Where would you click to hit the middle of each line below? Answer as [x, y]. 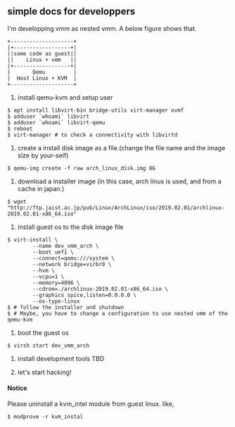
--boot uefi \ [53, 252]
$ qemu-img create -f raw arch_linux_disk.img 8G [82, 168]
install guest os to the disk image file [70, 227]
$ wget [17, 202]
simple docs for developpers [71, 12]
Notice [17, 388]
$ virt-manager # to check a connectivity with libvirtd [93, 135]
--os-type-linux [56, 301]
